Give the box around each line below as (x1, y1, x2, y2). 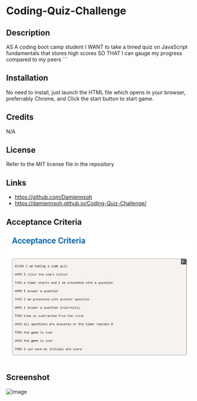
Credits (6, 112, 34, 122)
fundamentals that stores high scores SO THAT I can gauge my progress (6, 50, 183, 57)
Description (6, 28, 50, 38)
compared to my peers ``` (6, 56, 68, 63)
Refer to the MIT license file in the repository (6, 161, 114, 168)
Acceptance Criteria (6, 217, 82, 227)
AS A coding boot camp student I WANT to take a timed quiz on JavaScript (6, 43, 188, 50)
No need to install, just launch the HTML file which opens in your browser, (6, 89, 186, 96)
